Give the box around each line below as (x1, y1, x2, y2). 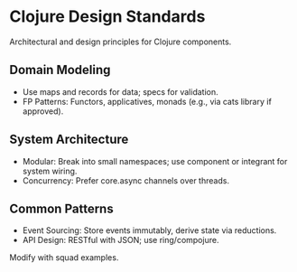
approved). (22, 106, 64, 117)
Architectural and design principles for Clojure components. (9, 36, 232, 47)
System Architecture (9, 132, 129, 147)
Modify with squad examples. (9, 252, 119, 263)
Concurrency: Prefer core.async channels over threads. (22, 174, 230, 186)
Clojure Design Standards (9, 6, 206, 27)
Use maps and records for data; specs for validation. (22, 86, 218, 97)
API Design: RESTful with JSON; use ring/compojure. (22, 235, 219, 246)
